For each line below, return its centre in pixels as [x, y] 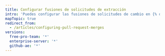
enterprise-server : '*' [34, 41]
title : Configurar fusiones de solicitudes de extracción [66, 9]
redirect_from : [21, 23]
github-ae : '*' [25, 46]
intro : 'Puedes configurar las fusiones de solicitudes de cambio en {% [81, 14]
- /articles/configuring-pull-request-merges [57, 28]
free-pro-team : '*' [29, 37]
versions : [15, 32]
